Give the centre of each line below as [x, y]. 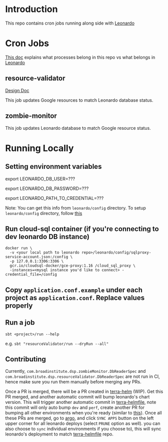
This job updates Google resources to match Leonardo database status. [79, 100]
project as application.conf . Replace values [75, 297]
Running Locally [40, 148]
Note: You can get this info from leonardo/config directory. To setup [76, 208]
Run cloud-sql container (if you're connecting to [82, 229]
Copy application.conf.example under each [74, 290]
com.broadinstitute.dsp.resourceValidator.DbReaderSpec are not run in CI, [82, 376]
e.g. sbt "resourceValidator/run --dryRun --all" [57, 343]
